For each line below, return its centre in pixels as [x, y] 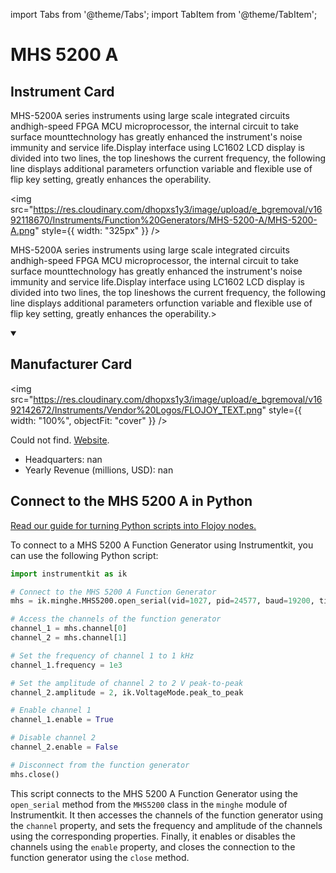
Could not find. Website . [60, 440]
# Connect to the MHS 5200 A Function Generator [113, 592]
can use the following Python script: [84, 555]
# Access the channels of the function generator [116, 619]
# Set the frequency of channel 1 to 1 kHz [102, 655]
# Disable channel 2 [53, 738]
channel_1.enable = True [62, 720]
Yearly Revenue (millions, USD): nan [99, 470]
